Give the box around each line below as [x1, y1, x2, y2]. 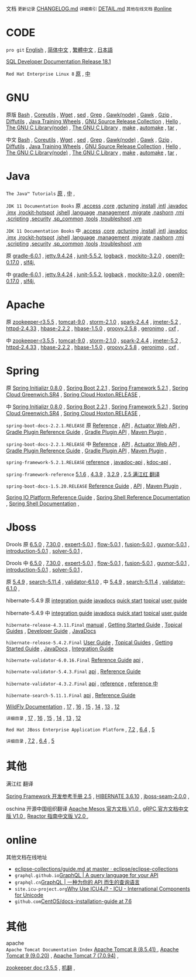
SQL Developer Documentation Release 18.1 [6, 58, 111, 65]
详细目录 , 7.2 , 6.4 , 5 [6, 737, 54, 744]
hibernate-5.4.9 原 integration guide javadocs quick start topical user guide [6, 597, 187, 604]
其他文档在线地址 [6, 854, 47, 861]
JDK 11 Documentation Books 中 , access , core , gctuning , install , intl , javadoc [6, 227, 188, 234]
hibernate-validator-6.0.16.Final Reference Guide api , [6, 656, 144, 663]
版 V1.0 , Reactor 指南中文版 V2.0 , [6, 813, 89, 820]
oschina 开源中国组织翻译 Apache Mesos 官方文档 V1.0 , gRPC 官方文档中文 [6, 805, 189, 812]
